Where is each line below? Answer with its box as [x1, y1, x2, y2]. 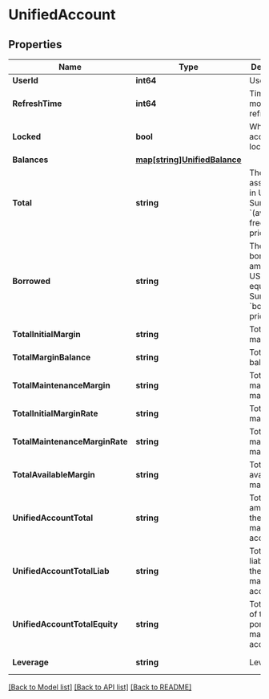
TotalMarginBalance [12, 352, 90, 363]
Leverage [12, 656, 50, 668]
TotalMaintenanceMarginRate [12, 436, 128, 447]
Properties [8, 38, 62, 51]
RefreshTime [12, 98, 62, 109]
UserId [12, 75, 38, 86]
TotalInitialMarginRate [12, 408, 98, 419]
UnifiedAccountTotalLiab [12, 566, 110, 576]
